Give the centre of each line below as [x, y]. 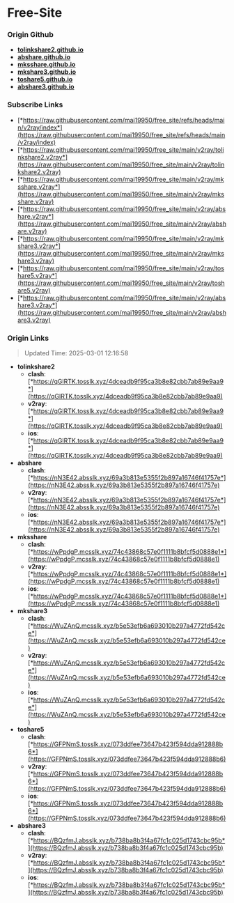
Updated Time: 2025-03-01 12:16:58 [76, 353]
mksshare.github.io [46, 65]
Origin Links [28, 338]
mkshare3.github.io [47, 72]
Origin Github [31, 35]
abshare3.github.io [46, 87]
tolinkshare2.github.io [50, 49]
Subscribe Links [35, 105]
